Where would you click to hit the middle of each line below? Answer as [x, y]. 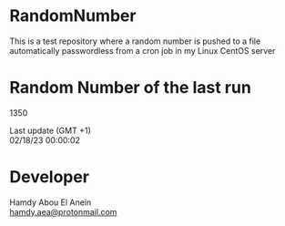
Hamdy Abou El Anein [51, 202]
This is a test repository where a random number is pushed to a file [135, 41]
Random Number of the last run [131, 88]
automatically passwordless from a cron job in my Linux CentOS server [142, 50]
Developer [49, 177]
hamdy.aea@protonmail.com [63, 211]
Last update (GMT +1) [50, 130]
